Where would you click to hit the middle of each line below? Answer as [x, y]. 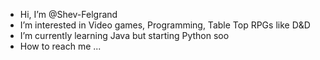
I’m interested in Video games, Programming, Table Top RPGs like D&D [165, 25]
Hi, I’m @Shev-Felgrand [68, 14]
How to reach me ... [60, 46]
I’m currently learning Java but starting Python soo [124, 35]
